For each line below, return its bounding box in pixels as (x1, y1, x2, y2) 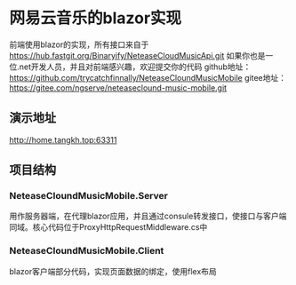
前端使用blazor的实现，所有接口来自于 (9, 39, 149, 50)
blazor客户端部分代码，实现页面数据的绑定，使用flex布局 (9, 265, 218, 276)
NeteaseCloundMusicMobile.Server (9, 190, 169, 202)
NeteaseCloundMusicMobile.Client (9, 245, 164, 257)
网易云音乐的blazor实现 (9, 8, 182, 28)
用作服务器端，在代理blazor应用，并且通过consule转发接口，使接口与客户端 (9, 210, 287, 222)
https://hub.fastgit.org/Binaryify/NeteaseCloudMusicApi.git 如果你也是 (9, 50, 266, 60)
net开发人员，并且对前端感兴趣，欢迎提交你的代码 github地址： (19, 61, 252, 72)
